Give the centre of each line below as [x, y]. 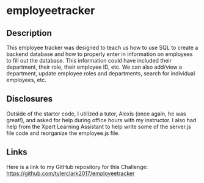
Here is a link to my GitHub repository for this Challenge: [77, 167]
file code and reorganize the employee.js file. [63, 133]
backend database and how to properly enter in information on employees [100, 54]
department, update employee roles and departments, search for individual [101, 73]
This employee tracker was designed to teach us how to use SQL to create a [102, 47]
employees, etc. [27, 80]
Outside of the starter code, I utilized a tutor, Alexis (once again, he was [96, 114]
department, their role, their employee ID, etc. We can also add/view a [94, 67]
